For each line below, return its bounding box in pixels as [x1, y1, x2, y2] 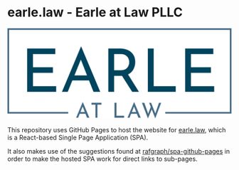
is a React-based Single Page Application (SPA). [7, 133, 149, 142]
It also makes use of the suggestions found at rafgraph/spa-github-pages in [7, 147, 230, 155]
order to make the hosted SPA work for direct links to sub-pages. [7, 154, 198, 163]
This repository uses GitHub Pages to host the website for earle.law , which [7, 125, 226, 134]
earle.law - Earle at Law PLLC [7, 4, 184, 21]
